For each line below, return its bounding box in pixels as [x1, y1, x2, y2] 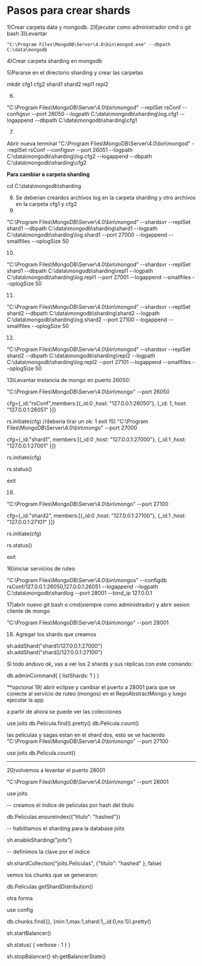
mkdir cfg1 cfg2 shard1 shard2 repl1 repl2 [7, 80, 108, 88]
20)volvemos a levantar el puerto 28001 [7, 767, 105, 774]
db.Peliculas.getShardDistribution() [7, 882, 94, 890]
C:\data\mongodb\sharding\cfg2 [7, 159, 87, 166]
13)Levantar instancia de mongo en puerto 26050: [7, 376, 131, 383]
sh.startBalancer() [7, 929, 52, 937]
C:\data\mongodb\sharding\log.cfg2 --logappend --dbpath [7, 153, 152, 160]
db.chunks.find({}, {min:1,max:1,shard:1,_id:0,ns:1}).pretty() [7, 917, 152, 925]
